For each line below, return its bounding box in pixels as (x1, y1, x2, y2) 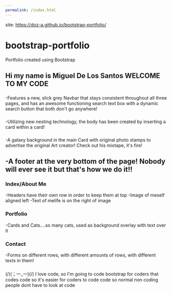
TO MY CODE (5, 79, 49, 88)
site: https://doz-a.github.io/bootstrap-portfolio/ (5, 22, 107, 28)
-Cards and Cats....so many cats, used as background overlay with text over (5, 222, 166, 228)
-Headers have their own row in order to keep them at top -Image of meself (5, 192, 165, 198)
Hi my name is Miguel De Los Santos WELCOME (5, 71, 160, 80)
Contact (5, 240, 26, 247)
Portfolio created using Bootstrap (5, 56, 75, 63)
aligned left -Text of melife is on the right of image (5, 198, 111, 204)
